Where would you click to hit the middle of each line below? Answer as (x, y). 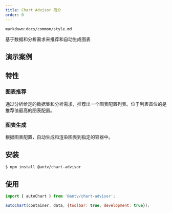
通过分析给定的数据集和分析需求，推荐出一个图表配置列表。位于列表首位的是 (86, 104)
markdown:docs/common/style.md (39, 29)
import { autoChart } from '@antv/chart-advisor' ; (60, 196)
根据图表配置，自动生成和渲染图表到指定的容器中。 (59, 137)
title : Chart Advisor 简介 (33, 10)
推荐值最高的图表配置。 (30, 110)
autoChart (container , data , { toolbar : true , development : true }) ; (78, 206)
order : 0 (15, 15)
